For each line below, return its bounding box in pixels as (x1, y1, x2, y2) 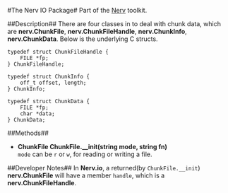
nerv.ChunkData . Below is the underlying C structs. (7, 35, 158, 43)
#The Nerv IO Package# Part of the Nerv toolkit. (7, 6, 148, 14)
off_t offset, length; (20, 79, 87, 86)
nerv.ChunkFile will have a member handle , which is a (7, 171, 165, 180)
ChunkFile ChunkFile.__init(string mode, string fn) (17, 143, 168, 151)
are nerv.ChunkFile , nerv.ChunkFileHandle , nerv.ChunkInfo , (7, 28, 187, 35)
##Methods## (7, 129, 49, 137)
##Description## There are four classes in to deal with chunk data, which (7, 20, 221, 28)
